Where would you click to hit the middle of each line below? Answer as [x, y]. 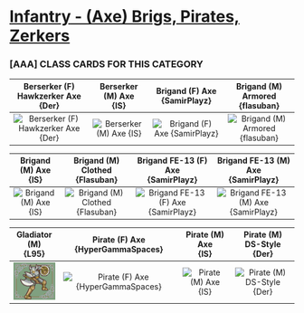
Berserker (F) [49, 86]
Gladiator [34, 235]
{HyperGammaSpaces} [119, 249]
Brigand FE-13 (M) [254, 161]
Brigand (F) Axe [186, 91]
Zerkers [40, 36]
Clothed [96, 170]
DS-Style [263, 244]
